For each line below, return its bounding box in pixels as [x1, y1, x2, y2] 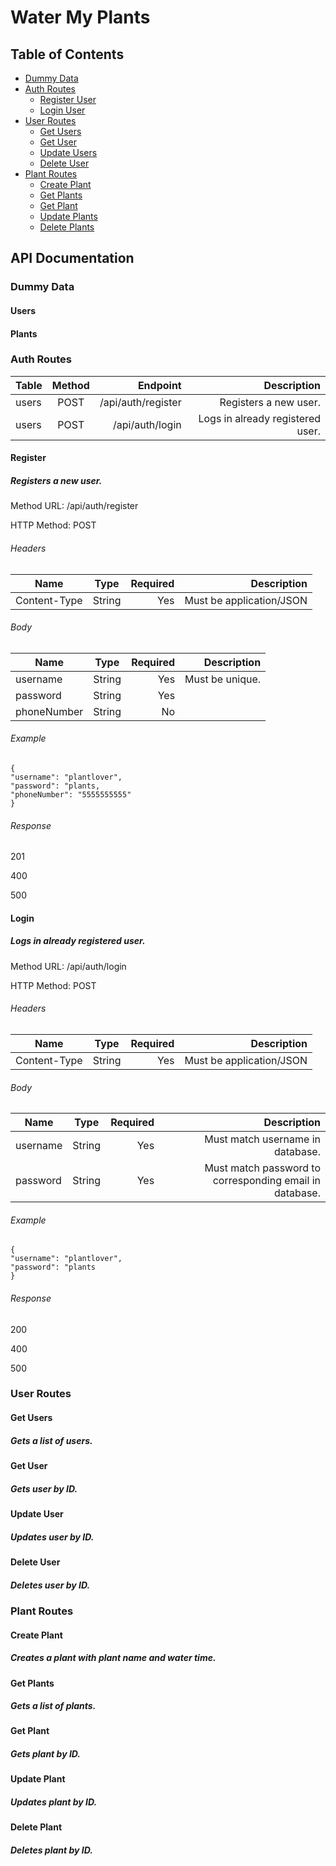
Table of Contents [10, 46, 125, 63]
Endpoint [137, 378, 182, 392]
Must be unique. [184, 672, 262, 686]
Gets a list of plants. [10, 1700, 97, 1712]
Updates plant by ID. [10, 1796, 98, 1808]
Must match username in [204, 1132, 321, 1146]
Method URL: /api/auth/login [10, 960, 127, 972]
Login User [39, 104, 86, 116]
